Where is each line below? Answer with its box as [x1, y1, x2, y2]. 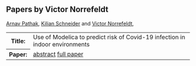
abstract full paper [33, 50, 83, 58]
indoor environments [33, 40, 90, 48]
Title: [10, 37, 26, 45]
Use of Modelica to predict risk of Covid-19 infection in [33, 33, 185, 41]
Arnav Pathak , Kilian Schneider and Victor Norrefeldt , [6, 20, 134, 27]
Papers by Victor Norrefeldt [6, 5, 109, 14]
